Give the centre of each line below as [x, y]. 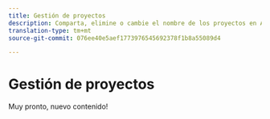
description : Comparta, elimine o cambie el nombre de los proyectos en [133, 23]
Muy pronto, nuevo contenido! [58, 107]
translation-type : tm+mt [50, 30]
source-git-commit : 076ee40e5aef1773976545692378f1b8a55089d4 [115, 38]
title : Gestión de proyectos [57, 16]
